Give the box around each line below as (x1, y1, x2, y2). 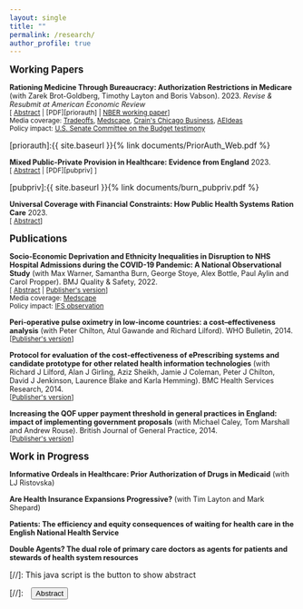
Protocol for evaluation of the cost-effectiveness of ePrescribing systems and (9, 350, 279, 360)
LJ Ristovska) (9, 478, 55, 488)
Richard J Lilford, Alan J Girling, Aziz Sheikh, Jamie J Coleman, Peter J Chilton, (9, 368, 275, 378)
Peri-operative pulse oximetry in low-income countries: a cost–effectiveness (9, 318, 276, 328)
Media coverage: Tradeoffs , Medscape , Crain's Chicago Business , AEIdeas (9, 116, 243, 125)
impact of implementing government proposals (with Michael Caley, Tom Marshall (9, 417, 290, 427)
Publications (9, 232, 68, 245)
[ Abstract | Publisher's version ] (9, 286, 109, 295)
